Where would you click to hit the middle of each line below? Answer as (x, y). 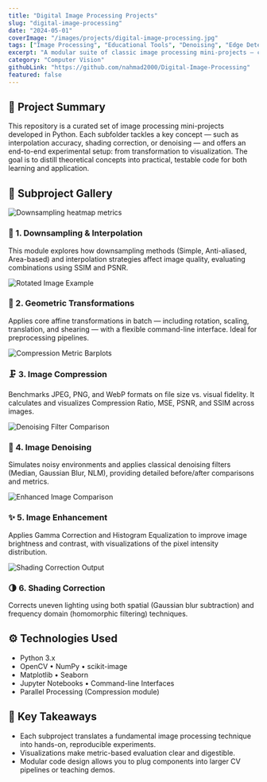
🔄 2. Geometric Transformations (72, 303)
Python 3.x (37, 658)
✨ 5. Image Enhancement (58, 518)
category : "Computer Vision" (56, 60)
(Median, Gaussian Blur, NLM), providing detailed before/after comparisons (131, 473)
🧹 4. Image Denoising (50, 448)
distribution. (28, 552)
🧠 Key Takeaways (53, 717)
